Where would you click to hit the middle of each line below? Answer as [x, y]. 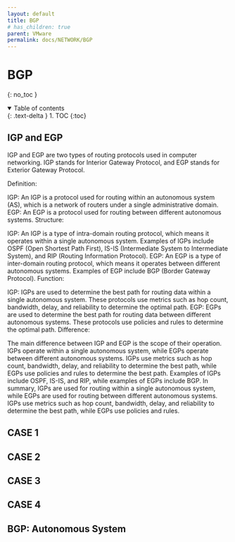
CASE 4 [24, 505]
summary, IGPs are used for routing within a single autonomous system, [112, 388]
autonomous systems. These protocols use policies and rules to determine [115, 322]
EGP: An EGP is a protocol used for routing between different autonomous [114, 212]
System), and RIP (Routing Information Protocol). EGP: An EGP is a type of [114, 255]
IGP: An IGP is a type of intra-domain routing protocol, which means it [108, 233]
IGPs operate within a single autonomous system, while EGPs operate [108, 351]
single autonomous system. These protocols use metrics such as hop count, [118, 299]
